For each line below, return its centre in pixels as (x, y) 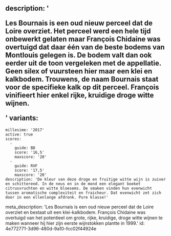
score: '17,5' (29, 170)
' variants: (22, 118)
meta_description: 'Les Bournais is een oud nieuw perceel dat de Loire (80, 207)
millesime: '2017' (25, 130)
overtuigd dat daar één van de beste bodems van (85, 47)
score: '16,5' (29, 152)
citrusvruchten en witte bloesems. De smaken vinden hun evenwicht (79, 188)
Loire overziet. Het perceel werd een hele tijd (78, 31)
